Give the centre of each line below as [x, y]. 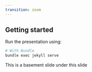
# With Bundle [20, 51]
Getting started [29, 30]
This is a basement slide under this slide [46, 65]
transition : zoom [23, 10]
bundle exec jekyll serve [32, 56]
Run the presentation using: [34, 42]
